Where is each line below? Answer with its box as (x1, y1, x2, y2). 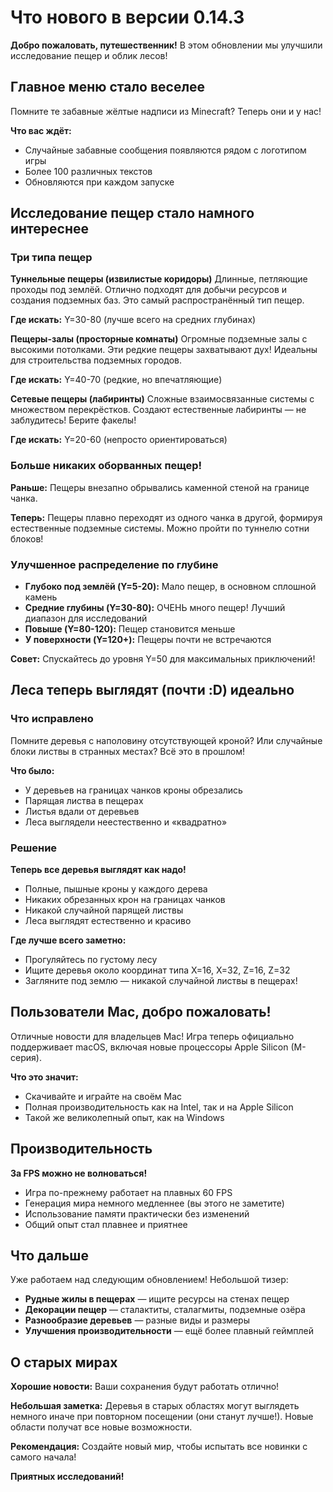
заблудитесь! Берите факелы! (10, 414, 137, 426)
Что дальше (10, 1247, 89, 1265)
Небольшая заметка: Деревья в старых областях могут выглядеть (10, 1400, 300, 1412)
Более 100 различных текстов (24, 165, 153, 177)
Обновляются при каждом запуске (24, 176, 175, 188)
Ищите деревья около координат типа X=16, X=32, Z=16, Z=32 (24, 964, 291, 976)
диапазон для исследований (24, 612, 148, 625)
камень (24, 591, 58, 603)
